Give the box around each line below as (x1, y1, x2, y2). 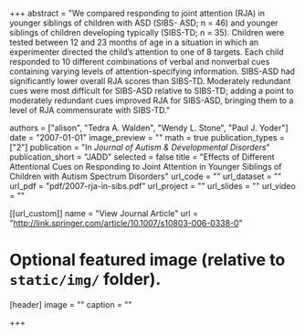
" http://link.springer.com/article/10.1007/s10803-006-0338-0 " (9, 218, 244, 228)
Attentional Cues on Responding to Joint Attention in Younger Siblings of (9, 162, 282, 172)
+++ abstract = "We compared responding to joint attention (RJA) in (9, 8, 266, 18)
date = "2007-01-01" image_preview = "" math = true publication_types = (9, 132, 285, 142)
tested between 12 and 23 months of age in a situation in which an (9, 37, 259, 47)
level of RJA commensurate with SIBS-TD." (9, 105, 171, 115)
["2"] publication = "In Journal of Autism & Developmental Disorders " (9, 141, 271, 152)
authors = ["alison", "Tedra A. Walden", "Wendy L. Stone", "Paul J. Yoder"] (9, 122, 289, 133)
